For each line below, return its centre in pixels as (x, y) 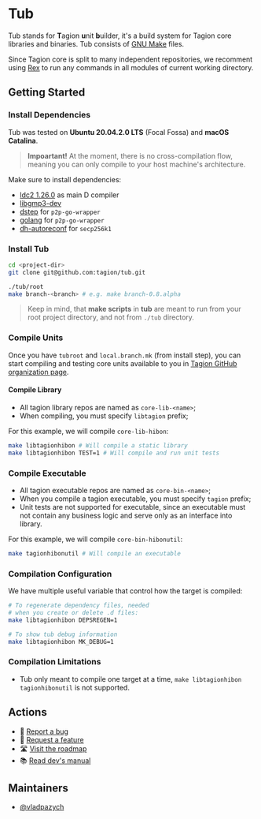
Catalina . (23, 140)
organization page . (39, 372)
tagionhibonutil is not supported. (74, 687)
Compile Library (35, 390)
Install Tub (29, 249)
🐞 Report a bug (44, 731)
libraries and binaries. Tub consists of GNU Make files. (96, 43)
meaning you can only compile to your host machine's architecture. (136, 164)
